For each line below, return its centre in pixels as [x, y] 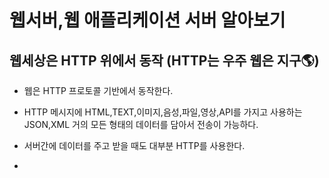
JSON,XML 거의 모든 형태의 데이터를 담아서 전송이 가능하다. [141, 124]
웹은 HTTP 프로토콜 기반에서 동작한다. [98, 90]
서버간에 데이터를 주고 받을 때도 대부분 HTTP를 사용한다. [134, 145]
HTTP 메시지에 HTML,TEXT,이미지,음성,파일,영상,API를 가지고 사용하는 [163, 112]
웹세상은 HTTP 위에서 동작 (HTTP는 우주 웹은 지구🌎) [164, 60]
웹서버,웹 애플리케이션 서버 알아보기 [147, 20]
